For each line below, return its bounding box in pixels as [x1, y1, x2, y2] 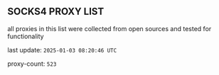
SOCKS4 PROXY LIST [7, 6, 105, 18]
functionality [7, 32, 44, 40]
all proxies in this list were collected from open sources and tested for [7, 24, 212, 33]
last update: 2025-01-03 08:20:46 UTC [7, 45, 117, 54]
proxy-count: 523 [7, 59, 57, 68]
